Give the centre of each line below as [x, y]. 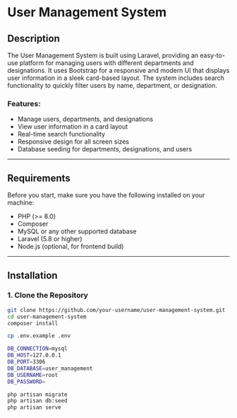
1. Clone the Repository [48, 296]
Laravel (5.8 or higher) [50, 239]
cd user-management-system [47, 317]
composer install [33, 323]
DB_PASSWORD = [26, 382]
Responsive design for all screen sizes [73, 141]
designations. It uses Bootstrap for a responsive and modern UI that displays [119, 70]
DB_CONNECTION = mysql [38, 349]
